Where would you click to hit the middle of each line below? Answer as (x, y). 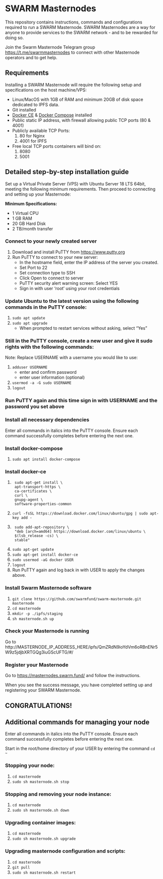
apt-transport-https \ (38, 487)
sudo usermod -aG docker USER (43, 560)
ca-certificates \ (33, 491)
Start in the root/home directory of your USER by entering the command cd (80, 748)
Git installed (24, 110)
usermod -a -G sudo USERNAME (42, 383)
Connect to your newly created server (51, 241)
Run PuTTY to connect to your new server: (55, 257)
